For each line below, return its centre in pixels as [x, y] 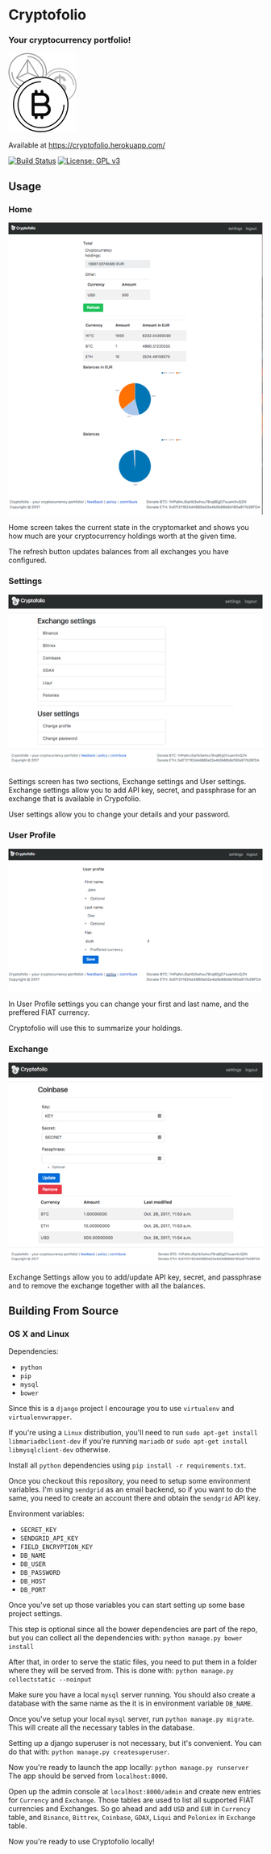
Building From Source [64, 1311]
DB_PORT [33, 1590]
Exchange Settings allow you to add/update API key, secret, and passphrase [135, 1277]
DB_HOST [33, 1582]
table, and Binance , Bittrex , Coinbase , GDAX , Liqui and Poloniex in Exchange [132, 1818]
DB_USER [33, 1564]
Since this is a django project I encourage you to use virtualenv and [121, 1409]
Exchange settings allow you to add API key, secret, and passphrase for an [132, 790]
